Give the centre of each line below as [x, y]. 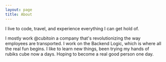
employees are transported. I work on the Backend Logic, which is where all [83, 43]
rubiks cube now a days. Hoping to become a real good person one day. [79, 54]
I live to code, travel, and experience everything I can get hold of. [72, 28]
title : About [19, 14]
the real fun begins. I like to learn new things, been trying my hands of [77, 49]
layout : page [19, 10]
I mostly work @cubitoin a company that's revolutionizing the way [73, 38]
